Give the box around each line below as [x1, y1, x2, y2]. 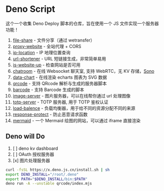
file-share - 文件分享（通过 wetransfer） [12, 37, 95, 43]
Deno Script [5, 3, 55, 15]
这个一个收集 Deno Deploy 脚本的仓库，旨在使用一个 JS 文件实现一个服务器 [5, 20, 159, 26]
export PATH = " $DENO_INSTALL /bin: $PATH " [5, 177, 88, 182]
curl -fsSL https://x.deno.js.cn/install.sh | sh [5, 167, 110, 172]
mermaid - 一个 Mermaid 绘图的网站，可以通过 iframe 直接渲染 [12, 117, 141, 123]
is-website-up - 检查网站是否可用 [12, 62, 81, 68]
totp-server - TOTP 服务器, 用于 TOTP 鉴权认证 [12, 99, 109, 105]
